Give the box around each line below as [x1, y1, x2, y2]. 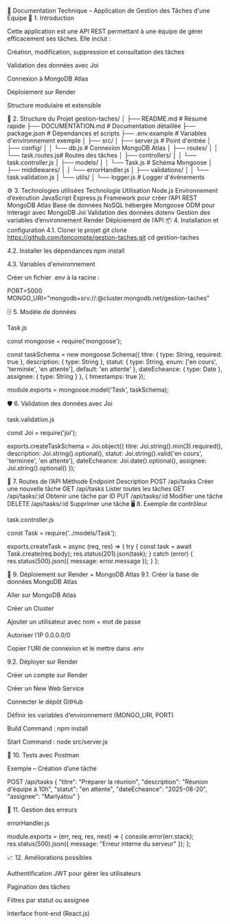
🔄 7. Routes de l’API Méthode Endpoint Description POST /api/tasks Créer [7, 477, 214, 485]
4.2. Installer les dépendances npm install [7, 246, 125, 255]
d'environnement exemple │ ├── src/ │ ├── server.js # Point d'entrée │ [7, 136, 211, 145]
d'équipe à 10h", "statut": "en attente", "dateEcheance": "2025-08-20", [7, 785, 208, 793]
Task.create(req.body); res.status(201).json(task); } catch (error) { [7, 549, 194, 558]
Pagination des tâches [7, 883, 70, 891]
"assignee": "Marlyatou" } [7, 792, 80, 800]
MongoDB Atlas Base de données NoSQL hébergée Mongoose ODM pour [7, 201, 216, 209]
